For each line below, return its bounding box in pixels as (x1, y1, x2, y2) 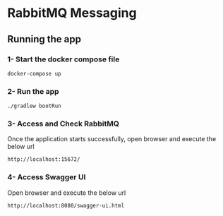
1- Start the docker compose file (7, 54, 120, 64)
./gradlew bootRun (7, 102, 61, 110)
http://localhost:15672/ (7, 156, 80, 163)
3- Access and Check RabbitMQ (7, 119, 120, 128)
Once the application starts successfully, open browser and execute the (7, 135, 217, 143)
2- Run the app (7, 86, 59, 96)
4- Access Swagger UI (7, 172, 86, 182)
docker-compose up (7, 70, 61, 77)
